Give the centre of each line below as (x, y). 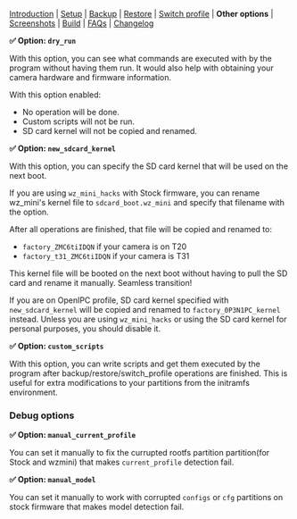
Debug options (42, 415)
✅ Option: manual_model (53, 480)
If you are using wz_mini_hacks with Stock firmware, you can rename (135, 193)
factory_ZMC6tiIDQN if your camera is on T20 (104, 247)
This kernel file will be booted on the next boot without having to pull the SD (148, 273)
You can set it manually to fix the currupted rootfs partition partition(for (140, 453)
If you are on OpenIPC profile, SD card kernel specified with (119, 300)
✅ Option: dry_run (43, 41)
